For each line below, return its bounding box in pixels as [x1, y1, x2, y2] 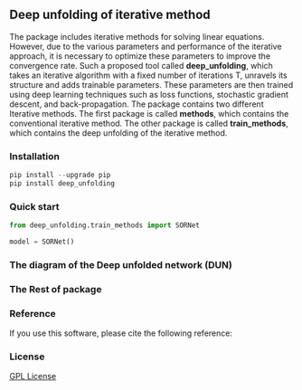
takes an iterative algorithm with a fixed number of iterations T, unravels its [9, 70, 288, 81]
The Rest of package [9, 282, 102, 295]
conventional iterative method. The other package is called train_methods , [9, 118, 289, 128]
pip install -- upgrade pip [9, 171, 111, 180]
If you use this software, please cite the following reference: [9, 328, 233, 338]
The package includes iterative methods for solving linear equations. [9, 31, 265, 42]
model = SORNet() [9, 237, 75, 247]
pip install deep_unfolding [9, 178, 116, 188]
